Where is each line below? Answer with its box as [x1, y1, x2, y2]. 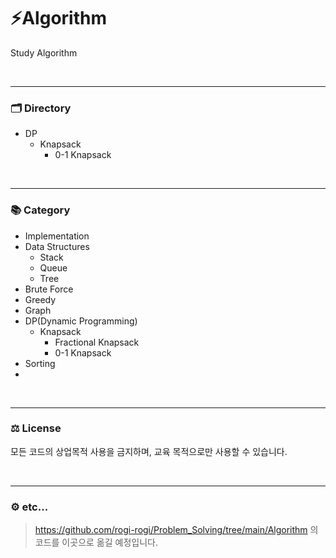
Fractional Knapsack [54, 336, 140, 348]
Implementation [24, 230, 90, 242]
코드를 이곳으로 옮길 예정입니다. [34, 536, 158, 549]
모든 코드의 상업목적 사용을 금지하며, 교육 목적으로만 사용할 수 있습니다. [10, 445, 288, 457]
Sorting [24, 357, 56, 369]
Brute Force [24, 283, 74, 295]
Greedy [24, 293, 57, 305]
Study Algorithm [10, 46, 78, 59]
